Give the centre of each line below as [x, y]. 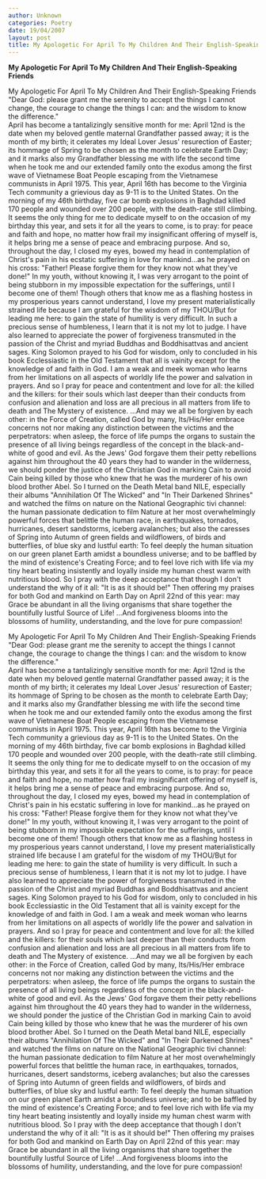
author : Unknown [35, 15]
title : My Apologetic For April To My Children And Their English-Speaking [136, 45]
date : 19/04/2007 [37, 30]
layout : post [30, 38]
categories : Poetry [40, 23]
